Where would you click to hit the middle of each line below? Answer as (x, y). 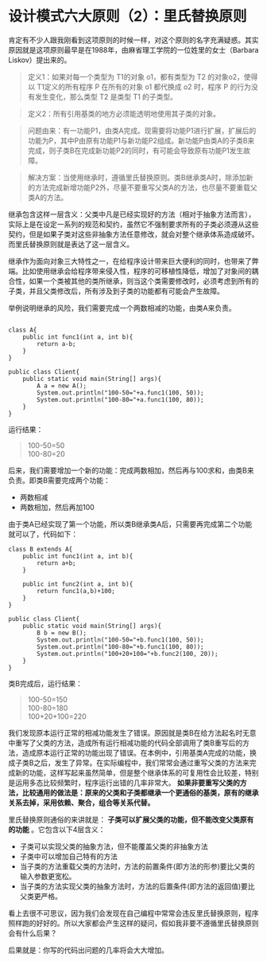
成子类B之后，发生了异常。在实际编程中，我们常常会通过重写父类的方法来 (129, 763)
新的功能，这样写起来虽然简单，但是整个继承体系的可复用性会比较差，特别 (137, 772)
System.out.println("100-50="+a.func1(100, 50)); (120, 393)
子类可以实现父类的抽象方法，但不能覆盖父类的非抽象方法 (114, 846)
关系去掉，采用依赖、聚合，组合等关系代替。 (81, 803)
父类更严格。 (41, 896)
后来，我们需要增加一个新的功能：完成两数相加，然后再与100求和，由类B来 (131, 470)
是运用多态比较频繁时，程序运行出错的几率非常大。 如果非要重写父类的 (124, 783)
